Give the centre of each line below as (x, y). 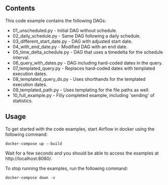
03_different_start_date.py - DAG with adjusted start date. (72, 41)
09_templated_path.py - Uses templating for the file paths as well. (81, 90)
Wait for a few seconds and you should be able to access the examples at (82, 153)
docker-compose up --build (34, 144)
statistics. (23, 101)
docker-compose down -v (30, 177)
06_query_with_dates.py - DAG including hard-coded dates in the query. (88, 63)
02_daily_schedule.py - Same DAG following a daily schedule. (77, 36)
